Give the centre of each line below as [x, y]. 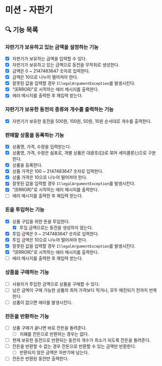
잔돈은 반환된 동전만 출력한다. [40, 359]
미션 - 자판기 [29, 10]
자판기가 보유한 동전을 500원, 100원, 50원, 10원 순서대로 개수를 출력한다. [82, 121]
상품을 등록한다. [27, 165]
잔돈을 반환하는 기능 [27, 316]
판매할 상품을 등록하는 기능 [35, 135]
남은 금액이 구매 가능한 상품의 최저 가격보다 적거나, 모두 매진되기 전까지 [80, 290]
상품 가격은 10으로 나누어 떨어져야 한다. [50, 178]
